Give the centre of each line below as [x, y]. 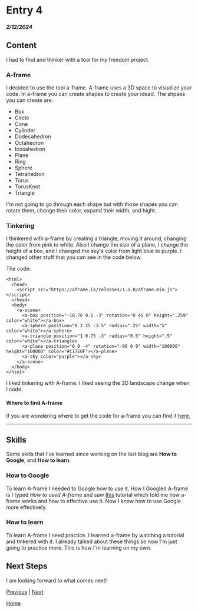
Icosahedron [30, 149]
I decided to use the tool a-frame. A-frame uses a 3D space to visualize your [99, 87]
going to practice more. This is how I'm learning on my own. [79, 547]
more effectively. [27, 507]
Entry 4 [24, 10]
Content [22, 46]
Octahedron [29, 142]
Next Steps [27, 566]
